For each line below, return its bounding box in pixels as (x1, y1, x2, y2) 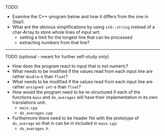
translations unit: (12, 100, 46, 105)
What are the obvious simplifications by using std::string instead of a (12, 24, 155, 30)
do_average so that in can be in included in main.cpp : (12, 120, 118, 126)
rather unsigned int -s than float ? (12, 84, 81, 90)
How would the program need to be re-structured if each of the (12, 89, 141, 95)
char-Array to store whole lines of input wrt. (12, 29, 101, 35)
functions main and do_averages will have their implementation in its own (12, 94, 158, 100)
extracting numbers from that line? (19, 40, 90, 45)
